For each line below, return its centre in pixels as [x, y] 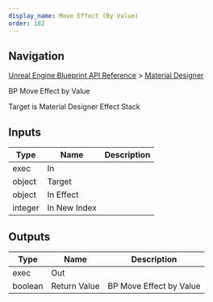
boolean [28, 286]
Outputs [29, 236]
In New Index [72, 208]
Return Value [75, 286]
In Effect [63, 195]
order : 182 [27, 23]
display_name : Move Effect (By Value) [73, 16]
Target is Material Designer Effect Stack [74, 107]
